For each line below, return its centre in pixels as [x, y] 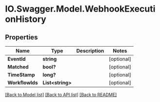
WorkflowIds [23, 83]
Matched [18, 67]
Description [90, 51]
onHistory [26, 19]
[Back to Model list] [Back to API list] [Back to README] [61, 95]
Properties [21, 37]
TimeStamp [21, 75]
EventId [17, 59]
